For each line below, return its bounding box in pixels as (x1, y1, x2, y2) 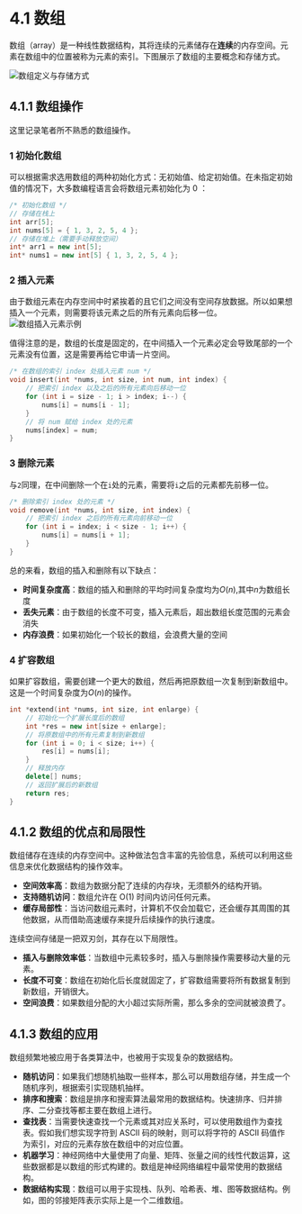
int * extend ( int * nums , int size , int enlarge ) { (9, 705, 200, 714)
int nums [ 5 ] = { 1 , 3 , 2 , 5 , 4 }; (9, 226, 139, 235)
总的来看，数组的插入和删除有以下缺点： (9, 565, 159, 575)
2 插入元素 (9, 274, 55, 286)
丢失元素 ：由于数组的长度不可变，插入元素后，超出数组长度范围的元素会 (22, 606, 290, 617)
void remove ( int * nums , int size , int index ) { (9, 505, 191, 514)
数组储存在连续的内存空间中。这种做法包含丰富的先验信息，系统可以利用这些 (9, 850, 293, 861)
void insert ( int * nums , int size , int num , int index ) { (9, 376, 227, 385)
